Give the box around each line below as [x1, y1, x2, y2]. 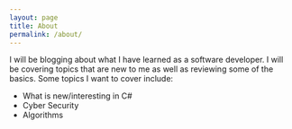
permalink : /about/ [9, 30, 83, 39]
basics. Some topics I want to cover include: [9, 73, 174, 84]
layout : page [9, 13, 59, 22]
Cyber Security [22, 100, 79, 111]
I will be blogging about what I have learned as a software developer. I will [9, 55, 284, 65]
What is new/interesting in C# [22, 90, 132, 101]
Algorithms [22, 109, 64, 121]
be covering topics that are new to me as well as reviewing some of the [9, 64, 274, 74]
